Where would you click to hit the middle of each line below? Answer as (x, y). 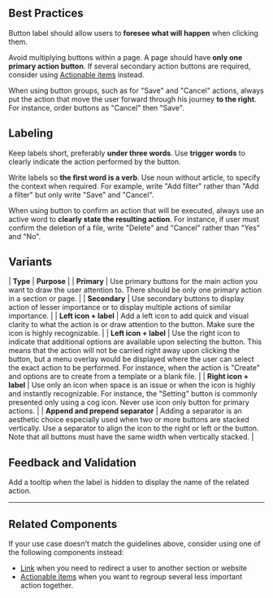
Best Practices (46, 13)
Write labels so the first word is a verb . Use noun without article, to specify (134, 177)
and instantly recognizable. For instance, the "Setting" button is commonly (133, 394)
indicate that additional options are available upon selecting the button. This (135, 342)
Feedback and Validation (72, 463)
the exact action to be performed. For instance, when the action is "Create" (134, 368)
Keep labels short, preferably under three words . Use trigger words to (127, 153)
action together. (47, 586)
